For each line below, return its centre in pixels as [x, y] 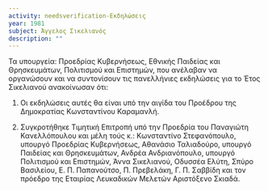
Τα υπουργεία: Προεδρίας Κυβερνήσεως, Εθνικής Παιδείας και [114, 62]
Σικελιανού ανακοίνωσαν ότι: [59, 87]
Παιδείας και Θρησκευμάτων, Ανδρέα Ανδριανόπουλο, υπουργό [128, 153]
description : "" [36, 38]
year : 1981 [27, 23]
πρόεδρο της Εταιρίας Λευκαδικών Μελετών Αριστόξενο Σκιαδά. [130, 179]
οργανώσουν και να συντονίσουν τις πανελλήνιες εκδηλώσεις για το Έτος [134, 79]
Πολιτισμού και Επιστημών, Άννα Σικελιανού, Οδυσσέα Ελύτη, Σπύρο [137, 162]
